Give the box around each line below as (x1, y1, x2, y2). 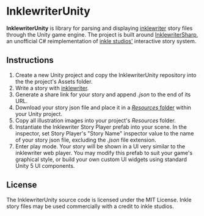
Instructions (6, 55, 54, 65)
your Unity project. (15, 110, 63, 117)
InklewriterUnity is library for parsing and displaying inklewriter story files (6, 24, 193, 32)
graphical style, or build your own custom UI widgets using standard (15, 156, 188, 163)
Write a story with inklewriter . (15, 84, 89, 92)
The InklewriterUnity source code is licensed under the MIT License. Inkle (6, 196, 192, 203)
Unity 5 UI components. (15, 162, 75, 169)
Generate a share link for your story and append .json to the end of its (15, 90, 191, 98)
